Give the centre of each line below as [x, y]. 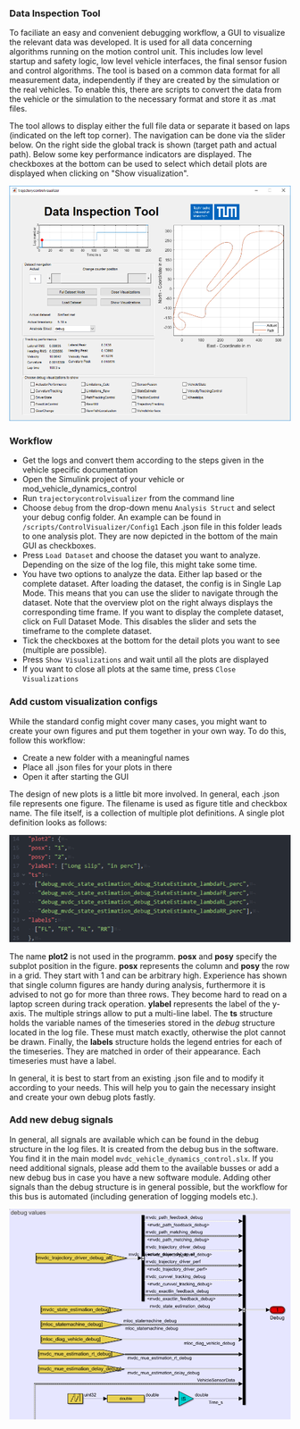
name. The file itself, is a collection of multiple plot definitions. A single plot [147, 813]
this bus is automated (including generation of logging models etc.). [134, 1196]
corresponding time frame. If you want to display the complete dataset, [153, 612]
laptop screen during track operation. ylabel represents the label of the [140, 1004]
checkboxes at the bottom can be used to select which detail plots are [138, 164]
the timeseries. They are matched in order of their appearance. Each [135, 1051]
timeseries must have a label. [63, 1060]
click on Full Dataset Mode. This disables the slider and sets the [139, 622]
